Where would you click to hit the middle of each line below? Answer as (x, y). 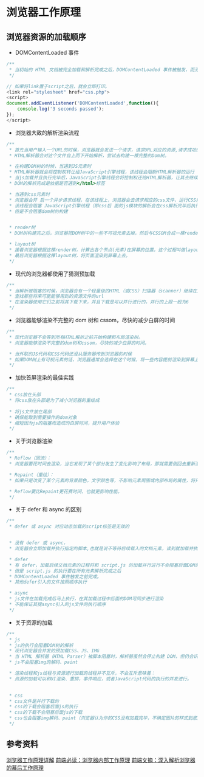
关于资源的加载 (34, 622)
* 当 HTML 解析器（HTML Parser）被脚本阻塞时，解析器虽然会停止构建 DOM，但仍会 (101, 657)
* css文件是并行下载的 (34, 701)
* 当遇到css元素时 (29, 194)
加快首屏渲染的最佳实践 (44, 378)
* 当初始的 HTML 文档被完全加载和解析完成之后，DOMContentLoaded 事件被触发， (99, 70)
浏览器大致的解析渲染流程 (47, 133)
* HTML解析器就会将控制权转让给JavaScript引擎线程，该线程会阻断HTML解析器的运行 (102, 172)
